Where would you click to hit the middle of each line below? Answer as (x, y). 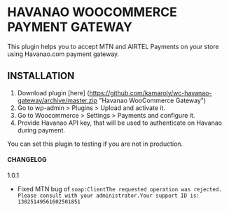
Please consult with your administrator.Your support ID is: (109, 196)
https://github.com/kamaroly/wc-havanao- (151, 93)
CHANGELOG (27, 160)
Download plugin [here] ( (53, 93)
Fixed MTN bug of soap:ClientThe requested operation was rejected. (120, 189)
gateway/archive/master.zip (57, 100)
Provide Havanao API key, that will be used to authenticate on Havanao (120, 123)
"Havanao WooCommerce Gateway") (153, 100)
